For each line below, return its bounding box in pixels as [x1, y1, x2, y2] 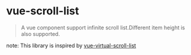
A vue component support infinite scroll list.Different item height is [20, 24, 185, 31]
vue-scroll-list [6, 4, 79, 18]
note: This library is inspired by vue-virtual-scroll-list [6, 42, 136, 49]
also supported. [20, 30, 60, 37]
